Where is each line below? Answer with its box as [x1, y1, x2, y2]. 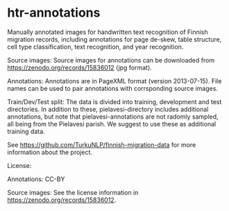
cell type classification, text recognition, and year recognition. [7, 42, 184, 51]
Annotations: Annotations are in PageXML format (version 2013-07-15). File [7, 76, 222, 85]
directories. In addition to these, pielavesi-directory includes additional [7, 105, 209, 113]
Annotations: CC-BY [7, 175, 65, 183]
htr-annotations [7, 5, 101, 21]
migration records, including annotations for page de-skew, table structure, [7, 35, 222, 43]
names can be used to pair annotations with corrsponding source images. [7, 84, 219, 92]
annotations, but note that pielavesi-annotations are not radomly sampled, [7, 112, 219, 121]
